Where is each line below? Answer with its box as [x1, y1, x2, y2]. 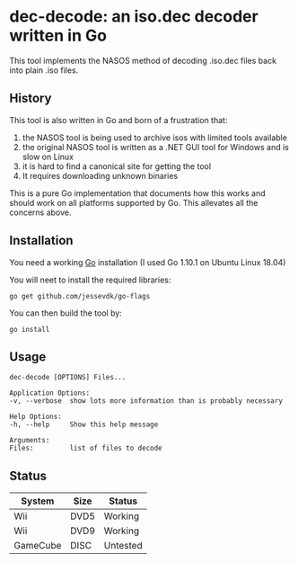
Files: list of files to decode [9, 443, 163, 453]
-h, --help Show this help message [9, 420, 159, 429]
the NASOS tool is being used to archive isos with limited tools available [22, 132, 287, 143]
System [21, 495, 55, 507]
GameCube [13, 540, 62, 552]
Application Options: [9, 389, 91, 398]
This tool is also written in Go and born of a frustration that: [9, 114, 228, 125]
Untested [103, 540, 143, 552]
